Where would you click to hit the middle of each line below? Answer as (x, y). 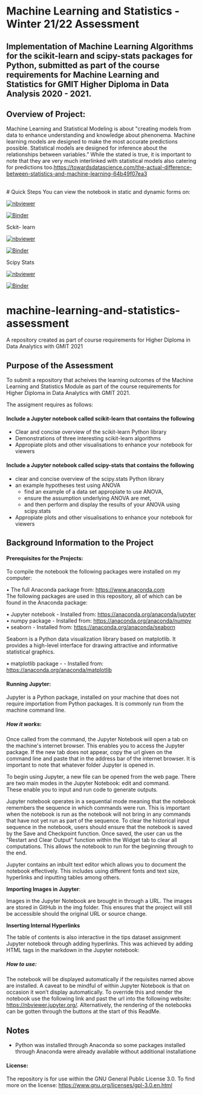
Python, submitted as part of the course (83, 65)
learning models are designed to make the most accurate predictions (92, 142)
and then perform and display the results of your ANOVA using (102, 504)
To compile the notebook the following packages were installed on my (93, 572)
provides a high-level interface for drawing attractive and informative (92, 646)
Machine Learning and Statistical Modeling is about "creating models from (99, 129)
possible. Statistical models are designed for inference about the (87, 148)
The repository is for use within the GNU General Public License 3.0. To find (101, 1079)
